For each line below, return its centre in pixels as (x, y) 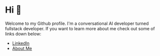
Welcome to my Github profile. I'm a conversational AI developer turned (77, 23)
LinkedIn (21, 43)
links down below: (23, 34)
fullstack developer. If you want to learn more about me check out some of (80, 28)
